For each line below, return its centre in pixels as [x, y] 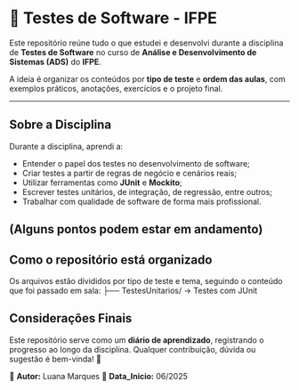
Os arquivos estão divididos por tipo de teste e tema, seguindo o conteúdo [146, 280]
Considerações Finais [71, 318]
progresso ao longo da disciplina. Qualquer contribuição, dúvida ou [133, 349]
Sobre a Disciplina [61, 125]
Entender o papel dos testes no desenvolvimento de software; [136, 163]
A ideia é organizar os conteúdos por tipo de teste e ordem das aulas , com [148, 78]
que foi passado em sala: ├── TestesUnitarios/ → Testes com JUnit [133, 290]
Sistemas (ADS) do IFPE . [56, 61]
